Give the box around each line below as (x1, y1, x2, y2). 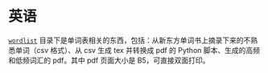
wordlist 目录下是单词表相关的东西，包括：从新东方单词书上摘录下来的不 (8, 35, 251, 45)
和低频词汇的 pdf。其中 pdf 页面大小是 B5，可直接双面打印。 (8, 55, 210, 65)
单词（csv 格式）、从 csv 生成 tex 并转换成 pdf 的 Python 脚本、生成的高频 (14, 45, 260, 55)
